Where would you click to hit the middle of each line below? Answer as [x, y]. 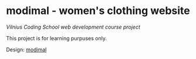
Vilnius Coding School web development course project [73, 27]
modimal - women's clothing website [98, 11]
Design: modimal [26, 49]
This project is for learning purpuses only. [57, 38]
